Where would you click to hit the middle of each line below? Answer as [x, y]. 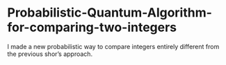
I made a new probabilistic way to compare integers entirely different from [113, 46]
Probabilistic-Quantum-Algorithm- [110, 13]
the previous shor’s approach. [50, 54]
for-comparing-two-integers [92, 27]
